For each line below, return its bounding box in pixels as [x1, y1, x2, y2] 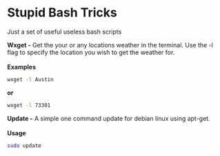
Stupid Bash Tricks [7, 5, 117, 21]
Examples [7, 63, 37, 71]
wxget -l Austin [7, 76, 54, 83]
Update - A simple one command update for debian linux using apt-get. [7, 114, 210, 122]
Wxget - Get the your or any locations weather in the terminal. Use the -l [7, 41, 214, 49]
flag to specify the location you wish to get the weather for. [7, 48, 175, 56]
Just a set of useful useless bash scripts [7, 27, 122, 36]
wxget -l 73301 [7, 102, 51, 109]
